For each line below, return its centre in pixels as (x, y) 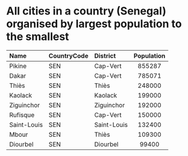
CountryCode (68, 55)
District (105, 55)
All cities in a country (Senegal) (86, 11)
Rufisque (22, 114)
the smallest (38, 37)
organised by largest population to (94, 24)
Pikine (18, 66)
